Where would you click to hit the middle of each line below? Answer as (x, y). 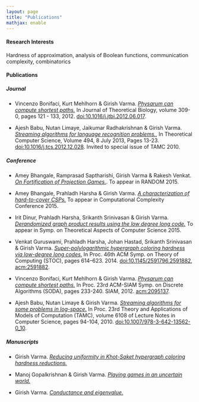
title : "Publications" (34, 17)
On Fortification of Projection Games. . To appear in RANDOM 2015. (97, 182)
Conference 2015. (37, 206)
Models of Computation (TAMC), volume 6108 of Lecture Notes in (95, 316)
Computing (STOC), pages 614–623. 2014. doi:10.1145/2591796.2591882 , (104, 261)
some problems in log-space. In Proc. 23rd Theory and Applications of (101, 309)
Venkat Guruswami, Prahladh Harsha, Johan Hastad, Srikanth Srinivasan (103, 242)
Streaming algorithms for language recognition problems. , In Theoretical (103, 134)
